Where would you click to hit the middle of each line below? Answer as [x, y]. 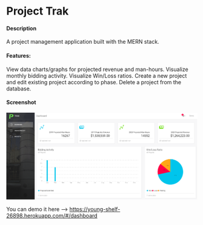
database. [19, 89]
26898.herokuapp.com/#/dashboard [52, 215]
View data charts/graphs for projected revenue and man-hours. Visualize [98, 69]
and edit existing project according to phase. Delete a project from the [94, 82]
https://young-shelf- [95, 209]
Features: [19, 55]
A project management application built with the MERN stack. [83, 42]
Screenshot [21, 102]
